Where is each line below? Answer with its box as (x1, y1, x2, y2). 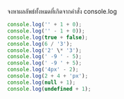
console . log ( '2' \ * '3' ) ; (7, 46, 82, 54)
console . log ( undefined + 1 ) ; (7, 85, 91, 92)
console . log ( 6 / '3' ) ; (7, 40, 73, 47)
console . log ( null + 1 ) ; (7, 79, 76, 86)
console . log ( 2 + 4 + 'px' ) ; (7, 73, 89, 80)
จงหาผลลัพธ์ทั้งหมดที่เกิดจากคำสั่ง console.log (7, 8, 118, 15)
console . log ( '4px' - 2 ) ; (7, 66, 79, 73)
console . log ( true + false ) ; (7, 34, 89, 41)
